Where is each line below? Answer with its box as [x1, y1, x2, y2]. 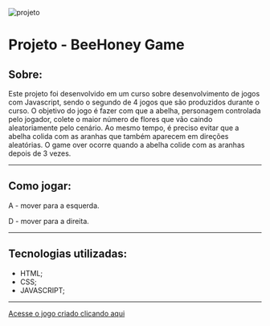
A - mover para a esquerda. [8, 201, 100, 210]
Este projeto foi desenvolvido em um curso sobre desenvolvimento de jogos [8, 89, 260, 98]
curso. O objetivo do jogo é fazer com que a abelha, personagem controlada [8, 106, 261, 116]
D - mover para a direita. [8, 216, 90, 226]
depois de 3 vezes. [8, 149, 72, 158]
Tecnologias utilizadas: [8, 247, 127, 261]
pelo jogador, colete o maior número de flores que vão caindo [8, 115, 213, 124]
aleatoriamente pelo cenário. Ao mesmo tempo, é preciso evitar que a [8, 123, 239, 132]
